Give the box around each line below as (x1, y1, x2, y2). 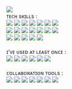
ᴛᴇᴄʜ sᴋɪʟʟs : (6, 12, 38, 20)
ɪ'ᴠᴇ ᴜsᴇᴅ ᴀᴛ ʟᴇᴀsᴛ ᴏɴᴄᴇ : (6, 48, 67, 55)
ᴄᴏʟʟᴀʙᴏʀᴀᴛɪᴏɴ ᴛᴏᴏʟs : (6, 69, 63, 76)
